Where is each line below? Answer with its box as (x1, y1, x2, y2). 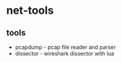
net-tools (6, 4, 54, 17)
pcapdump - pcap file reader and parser (15, 43, 117, 51)
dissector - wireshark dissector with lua (15, 50, 114, 57)
